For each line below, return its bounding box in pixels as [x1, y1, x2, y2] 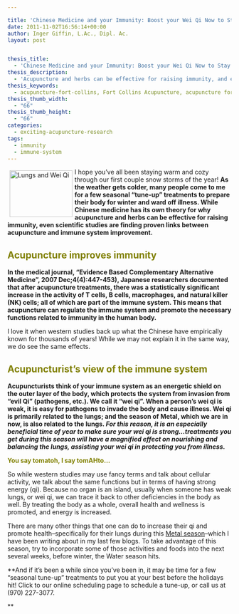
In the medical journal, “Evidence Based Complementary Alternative [7, 268, 214, 276]
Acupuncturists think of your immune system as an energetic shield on [7, 382, 222, 390]
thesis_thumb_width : [7, 95, 69, 103]
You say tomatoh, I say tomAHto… [7, 457, 110, 464]
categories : [7, 122, 43, 129]
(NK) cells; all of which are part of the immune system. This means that [7, 298, 222, 307]
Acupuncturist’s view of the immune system [7, 363, 208, 375]
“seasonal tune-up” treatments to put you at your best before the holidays [7, 573, 224, 581]
